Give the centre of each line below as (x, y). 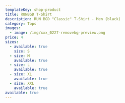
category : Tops (21, 24)
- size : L (20, 65)
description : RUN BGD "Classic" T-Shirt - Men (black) (63, 19)
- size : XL (21, 74)
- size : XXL (22, 83)
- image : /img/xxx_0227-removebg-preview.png (58, 33)
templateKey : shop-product (33, 10)
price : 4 (14, 38)
